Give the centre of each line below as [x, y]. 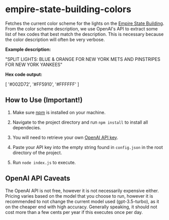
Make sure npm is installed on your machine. [59, 112]
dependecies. [27, 127]
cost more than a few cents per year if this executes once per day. [74, 212]
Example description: [28, 49]
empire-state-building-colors [68, 9]
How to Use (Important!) [44, 100]
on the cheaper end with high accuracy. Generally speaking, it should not [81, 207]
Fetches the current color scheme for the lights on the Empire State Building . [85, 23]
